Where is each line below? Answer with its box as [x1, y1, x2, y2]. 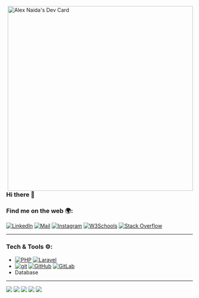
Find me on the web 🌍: [6, 206, 73, 215]
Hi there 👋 [6, 190, 36, 199]
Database [14, 268, 38, 276]
